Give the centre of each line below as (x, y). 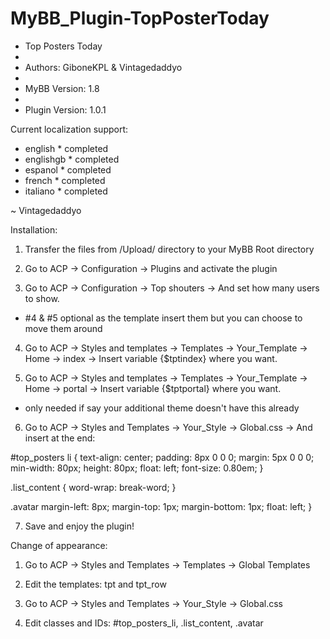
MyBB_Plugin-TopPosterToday (140, 18)
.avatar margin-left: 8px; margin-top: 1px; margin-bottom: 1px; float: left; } (161, 506)
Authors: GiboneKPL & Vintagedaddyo (103, 67)
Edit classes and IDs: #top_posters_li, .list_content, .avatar (144, 623)
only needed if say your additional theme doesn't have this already (162, 408)
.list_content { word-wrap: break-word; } (93, 487)
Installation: (34, 229)
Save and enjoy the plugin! (79, 526)
